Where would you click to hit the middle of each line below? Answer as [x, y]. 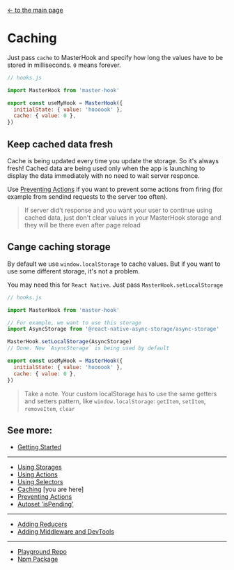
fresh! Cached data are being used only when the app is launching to [106, 168]
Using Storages [39, 467]
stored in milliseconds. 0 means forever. [64, 65]
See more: [30, 430]
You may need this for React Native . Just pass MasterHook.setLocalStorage [115, 285]
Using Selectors [40, 482]
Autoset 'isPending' [45, 504]
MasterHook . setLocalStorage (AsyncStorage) [70, 342]
